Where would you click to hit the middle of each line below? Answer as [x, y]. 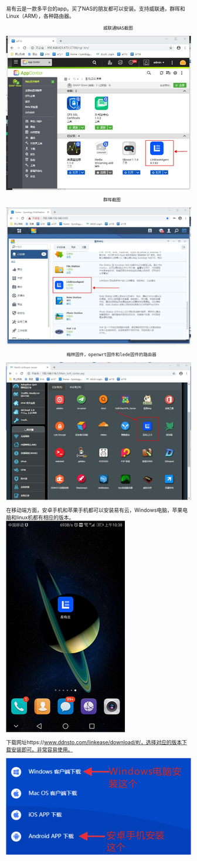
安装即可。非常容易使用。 [42, 749]
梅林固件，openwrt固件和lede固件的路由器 [111, 354]
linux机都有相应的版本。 [45, 518]
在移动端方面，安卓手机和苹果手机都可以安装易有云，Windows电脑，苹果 [94, 510]
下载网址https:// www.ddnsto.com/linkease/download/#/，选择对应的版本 [94, 742]
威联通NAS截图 [118, 28]
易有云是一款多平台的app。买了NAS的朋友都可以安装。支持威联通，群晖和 [96, 9]
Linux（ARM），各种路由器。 [40, 16]
